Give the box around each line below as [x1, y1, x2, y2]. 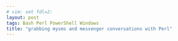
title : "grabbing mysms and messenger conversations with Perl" [6, 25, 173, 32]
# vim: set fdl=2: [6, 8, 53, 15]
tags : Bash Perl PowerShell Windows [6, 20, 99, 26]
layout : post [6, 14, 39, 20]
